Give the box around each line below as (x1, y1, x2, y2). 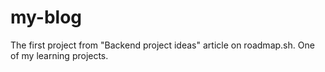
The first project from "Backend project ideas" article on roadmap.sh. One (10, 39, 315, 51)
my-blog (10, 6, 83, 29)
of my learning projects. (10, 49, 109, 61)
